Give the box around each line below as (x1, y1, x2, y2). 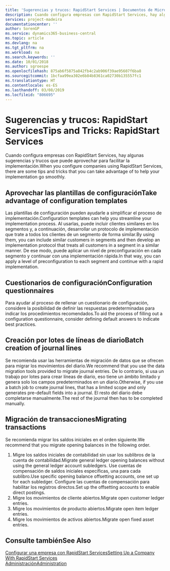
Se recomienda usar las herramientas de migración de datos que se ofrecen (5, 357, 164, 363)
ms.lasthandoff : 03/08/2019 (5, 87, 65, 93)
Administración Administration (5, 560, 67, 566)
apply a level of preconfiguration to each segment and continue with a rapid (5, 258, 163, 264)
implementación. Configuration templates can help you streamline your (5, 215, 152, 221)
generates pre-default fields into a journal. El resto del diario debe (5, 390, 143, 396)
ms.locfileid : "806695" (5, 92, 56, 97)
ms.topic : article (5, 36, 44, 41)
